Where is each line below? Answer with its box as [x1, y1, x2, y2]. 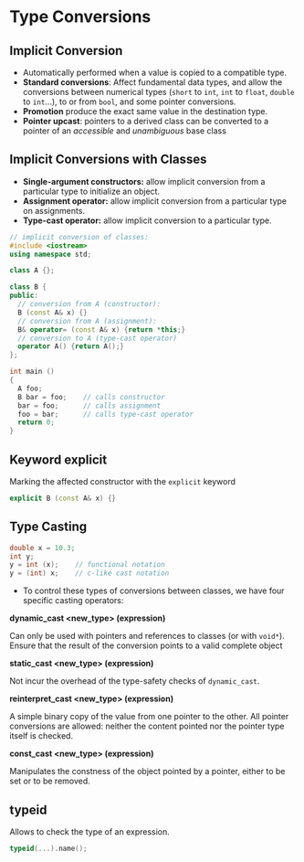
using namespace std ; [9, 250, 92, 259]
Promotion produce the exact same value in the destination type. [22, 106, 268, 116]
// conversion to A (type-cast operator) [17, 334, 178, 343]
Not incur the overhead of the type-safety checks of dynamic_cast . [9, 676, 260, 686]
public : [9, 291, 39, 301]
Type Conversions [9, 6, 152, 27]
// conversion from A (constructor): [17, 300, 162, 309]
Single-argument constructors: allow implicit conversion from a [22, 176, 266, 186]
